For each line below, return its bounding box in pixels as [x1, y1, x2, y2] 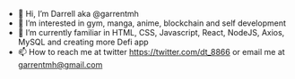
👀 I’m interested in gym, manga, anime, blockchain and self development [17, 18, 287, 28]
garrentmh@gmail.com [17, 59, 103, 70]
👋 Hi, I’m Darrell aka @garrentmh [17, 9, 139, 19]
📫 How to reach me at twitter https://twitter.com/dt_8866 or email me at [17, 47, 285, 57]
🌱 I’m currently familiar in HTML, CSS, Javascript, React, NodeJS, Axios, [17, 28, 285, 37]
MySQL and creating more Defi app [17, 36, 150, 47]
